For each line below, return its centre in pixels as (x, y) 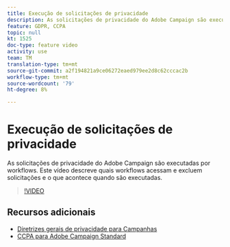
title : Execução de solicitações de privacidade (78, 13)
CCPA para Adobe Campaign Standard (72, 236)
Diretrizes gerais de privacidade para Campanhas (87, 229)
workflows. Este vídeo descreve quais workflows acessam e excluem (105, 170)
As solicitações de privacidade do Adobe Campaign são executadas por (109, 163)
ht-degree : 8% (27, 90)
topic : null (24, 32)
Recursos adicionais (51, 212)
